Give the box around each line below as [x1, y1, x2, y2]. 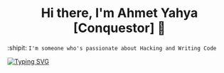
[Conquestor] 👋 [73, 20, 166, 36]
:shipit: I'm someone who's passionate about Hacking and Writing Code [7, 43, 217, 52]
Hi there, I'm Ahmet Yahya [41, 5, 198, 21]
